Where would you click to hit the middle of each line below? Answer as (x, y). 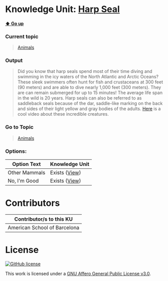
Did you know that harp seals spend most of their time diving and (85, 71)
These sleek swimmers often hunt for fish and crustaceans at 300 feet (90, 82)
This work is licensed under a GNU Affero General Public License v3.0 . (78, 273)
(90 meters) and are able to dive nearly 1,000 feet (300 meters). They (89, 87)
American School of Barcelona (44, 227)
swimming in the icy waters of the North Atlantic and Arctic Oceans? (88, 77)
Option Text (27, 164)
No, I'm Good (23, 180)
